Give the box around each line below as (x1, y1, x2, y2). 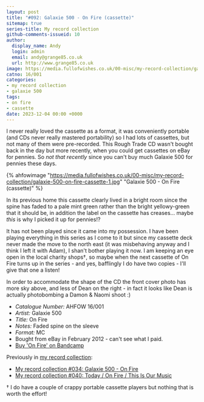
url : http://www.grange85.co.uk (12, 60, 94, 66)
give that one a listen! (6, 266, 60, 274)
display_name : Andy (12, 43, 61, 49)
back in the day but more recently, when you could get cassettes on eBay (6, 147, 190, 154)
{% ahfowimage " (6, 172, 50, 179)
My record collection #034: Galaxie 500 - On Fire (15, 365, 138, 373)
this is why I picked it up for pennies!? (6, 216, 101, 223)
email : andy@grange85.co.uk (12, 54, 83, 60)
